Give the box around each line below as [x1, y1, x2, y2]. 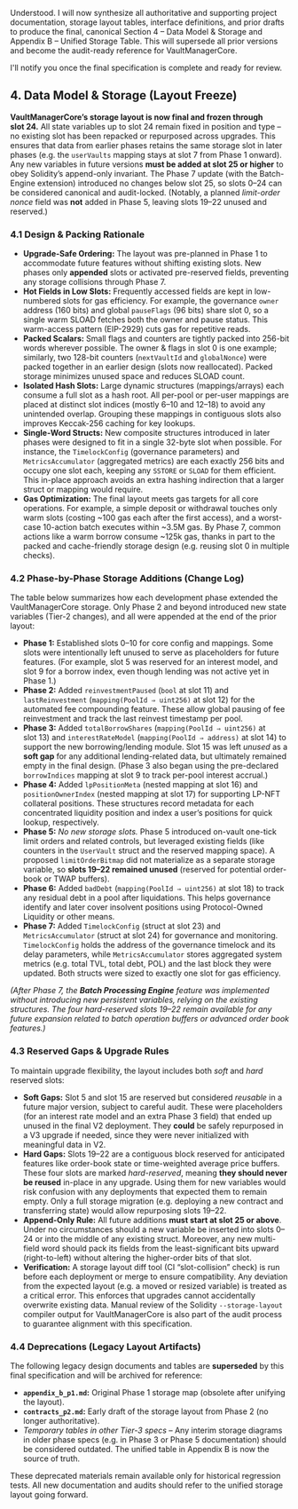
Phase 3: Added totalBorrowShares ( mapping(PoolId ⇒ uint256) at [22, 723, 266, 733]
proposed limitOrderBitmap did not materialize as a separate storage [22, 855, 276, 865]
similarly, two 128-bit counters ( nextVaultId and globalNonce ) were [22, 352, 267, 363]
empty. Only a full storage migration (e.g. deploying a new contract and [22, 1196, 284, 1206]
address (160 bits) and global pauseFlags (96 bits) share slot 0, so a [22, 305, 269, 316]
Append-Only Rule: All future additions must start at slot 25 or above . [22, 1214, 282, 1225]
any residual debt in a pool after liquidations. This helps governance [22, 892, 271, 904]
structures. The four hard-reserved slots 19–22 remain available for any [10, 1004, 272, 1015]
